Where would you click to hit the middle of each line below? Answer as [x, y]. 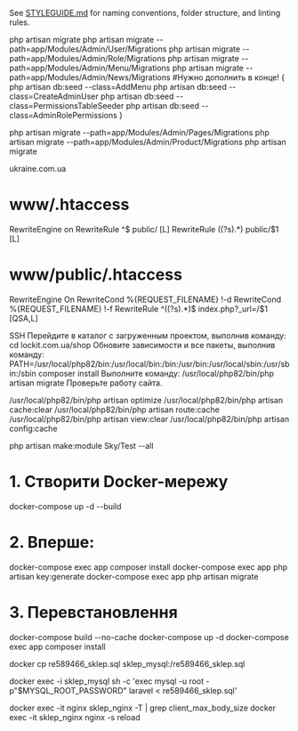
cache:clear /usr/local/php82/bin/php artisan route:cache [114, 410]
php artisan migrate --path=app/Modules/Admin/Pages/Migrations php [139, 132]
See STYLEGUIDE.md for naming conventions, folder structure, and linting [145, 13]
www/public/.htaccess [96, 275]
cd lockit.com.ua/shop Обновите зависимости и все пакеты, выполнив [142, 345]
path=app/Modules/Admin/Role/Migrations [88, 58]
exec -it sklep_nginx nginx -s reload [75, 717]
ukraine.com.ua [38, 169]
